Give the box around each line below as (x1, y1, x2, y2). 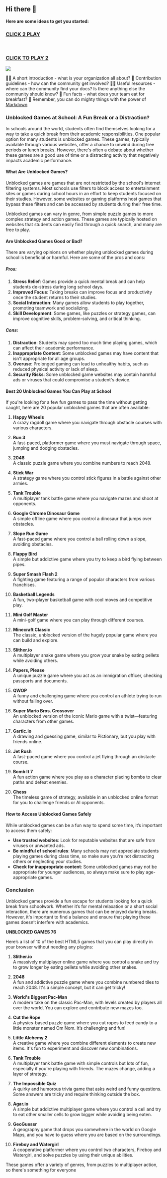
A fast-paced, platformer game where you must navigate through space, (12, 440, 162, 446)
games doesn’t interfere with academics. (5, 919, 89, 925)
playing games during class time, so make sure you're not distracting (12, 853, 155, 859)
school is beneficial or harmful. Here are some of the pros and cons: (5, 255, 146, 261)
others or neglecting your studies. (12, 858, 83, 864)
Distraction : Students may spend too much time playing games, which (12, 340, 158, 346)
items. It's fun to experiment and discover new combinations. (12, 1045, 138, 1051)
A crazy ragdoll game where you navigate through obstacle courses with (12, 420, 162, 426)
